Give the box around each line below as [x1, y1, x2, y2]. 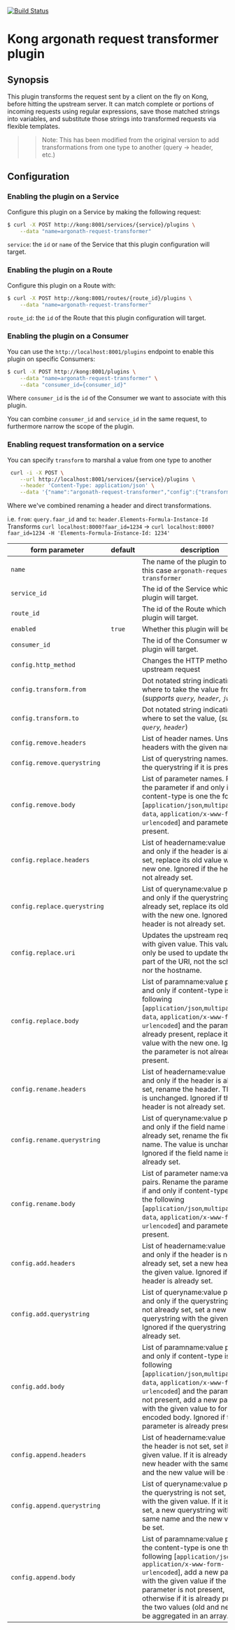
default [111, 545, 136, 555]
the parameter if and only [142, 782, 225, 792]
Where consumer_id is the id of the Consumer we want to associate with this [7, 394, 227, 402]
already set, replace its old [142, 901, 229, 911]
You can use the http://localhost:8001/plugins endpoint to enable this [7, 347, 215, 356]
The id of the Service [142, 584, 211, 594]
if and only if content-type [142, 1186, 229, 1196]
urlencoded [142, 1568, 178, 1577]
